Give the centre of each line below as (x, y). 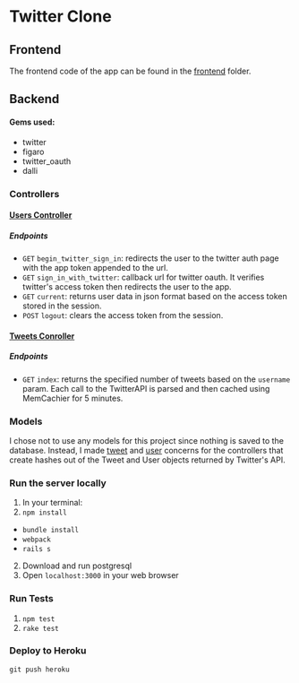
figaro (33, 151)
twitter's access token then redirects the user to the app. (127, 287)
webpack (36, 540)
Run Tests (31, 599)
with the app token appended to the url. (95, 268)
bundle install (51, 531)
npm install (44, 513)
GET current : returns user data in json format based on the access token (155, 297)
